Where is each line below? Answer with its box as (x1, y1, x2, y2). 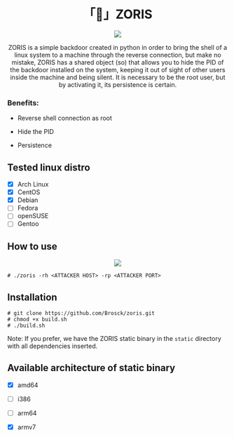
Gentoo (17, 220, 39, 228)
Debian (17, 196, 39, 204)
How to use (7, 240, 57, 253)
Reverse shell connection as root (17, 114, 112, 123)
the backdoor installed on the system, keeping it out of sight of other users (10, 65, 226, 74)
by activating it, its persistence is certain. (58, 80, 177, 88)
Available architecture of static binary (7, 362, 176, 374)
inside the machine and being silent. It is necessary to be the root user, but (10, 73, 226, 81)
